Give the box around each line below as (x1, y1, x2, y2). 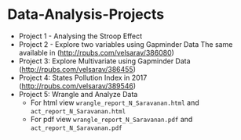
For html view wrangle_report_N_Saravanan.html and (30, 98, 199, 107)
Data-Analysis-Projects (7, 5, 165, 23)
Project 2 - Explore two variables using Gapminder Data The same (18, 39, 233, 48)
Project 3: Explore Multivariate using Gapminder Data (18, 56, 191, 66)
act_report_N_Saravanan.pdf (30, 124, 122, 132)
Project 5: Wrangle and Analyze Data (18, 89, 138, 99)
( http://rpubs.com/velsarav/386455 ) (18, 64, 137, 74)
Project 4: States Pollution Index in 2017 (18, 73, 148, 82)
